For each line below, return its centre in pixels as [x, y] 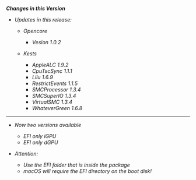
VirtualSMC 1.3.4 [52, 102]
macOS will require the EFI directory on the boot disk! [87, 171]
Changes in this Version [36, 8]
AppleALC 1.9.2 [50, 65]
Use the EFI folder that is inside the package [76, 165]
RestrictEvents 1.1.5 [55, 83]
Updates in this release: [43, 20]
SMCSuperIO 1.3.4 [54, 96]
